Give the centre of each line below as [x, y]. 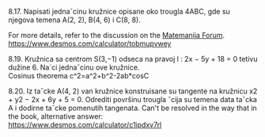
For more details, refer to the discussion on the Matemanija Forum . [117, 35]
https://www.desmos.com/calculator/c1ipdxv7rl [85, 125]
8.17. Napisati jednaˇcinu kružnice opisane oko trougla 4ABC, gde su [119, 11]
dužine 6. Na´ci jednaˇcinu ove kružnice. [74, 67]
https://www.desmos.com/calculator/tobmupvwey [90, 44]
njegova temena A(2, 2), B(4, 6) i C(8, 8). [74, 20]
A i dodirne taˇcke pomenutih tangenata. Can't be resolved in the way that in [132, 108]
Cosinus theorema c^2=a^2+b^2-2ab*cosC [79, 76]
